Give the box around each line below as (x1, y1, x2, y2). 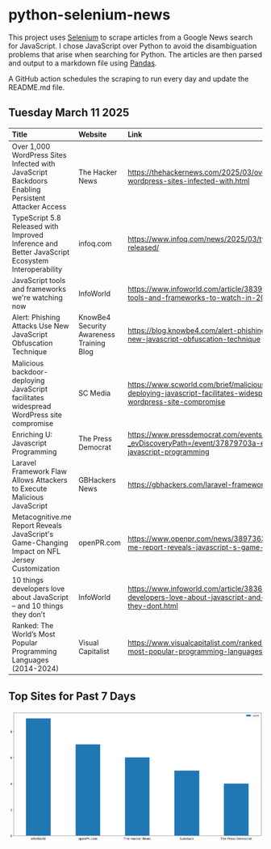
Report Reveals (11, 521, 62, 530)
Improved (11, 230, 44, 239)
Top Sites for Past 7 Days (8, 689, 136, 703)
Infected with (11, 158, 56, 168)
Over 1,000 (11, 141, 51, 151)
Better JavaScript (11, 247, 70, 256)
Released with (11, 221, 59, 231)
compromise (11, 418, 54, 428)
